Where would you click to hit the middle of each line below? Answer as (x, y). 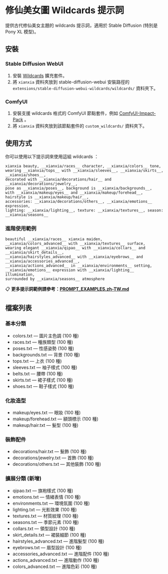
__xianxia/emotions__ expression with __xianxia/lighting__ (70, 270)
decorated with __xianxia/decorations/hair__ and (59, 179)
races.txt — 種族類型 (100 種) (43, 342)
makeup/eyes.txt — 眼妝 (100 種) (46, 413)
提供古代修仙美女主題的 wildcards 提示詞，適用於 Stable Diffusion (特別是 (81, 25)
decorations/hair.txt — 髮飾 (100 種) (49, 452)
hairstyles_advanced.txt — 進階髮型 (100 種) (58, 541)
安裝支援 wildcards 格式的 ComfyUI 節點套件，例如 (65, 113)
